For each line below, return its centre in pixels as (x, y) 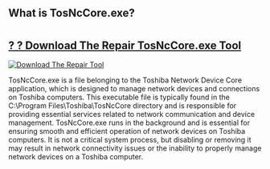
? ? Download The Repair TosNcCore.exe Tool (125, 45)
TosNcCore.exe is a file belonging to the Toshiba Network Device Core (125, 80)
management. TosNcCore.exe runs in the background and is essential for (129, 123)
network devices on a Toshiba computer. (76, 157)
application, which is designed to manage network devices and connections (134, 89)
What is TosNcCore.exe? (72, 13)
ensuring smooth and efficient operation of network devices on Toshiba (127, 131)
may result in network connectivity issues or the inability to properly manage (135, 148)
